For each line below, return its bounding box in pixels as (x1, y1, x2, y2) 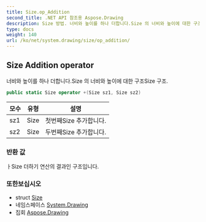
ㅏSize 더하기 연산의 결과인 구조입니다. (6, 163, 99, 170)
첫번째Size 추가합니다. (45, 116, 106, 124)
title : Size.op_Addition (6, 9, 70, 15)
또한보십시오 (6, 179, 42, 188)
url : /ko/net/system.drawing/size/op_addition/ (6, 37, 131, 44)
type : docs (6, 26, 34, 33)
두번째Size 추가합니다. (45, 128, 106, 136)
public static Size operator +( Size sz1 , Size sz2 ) (6, 90, 141, 96)
